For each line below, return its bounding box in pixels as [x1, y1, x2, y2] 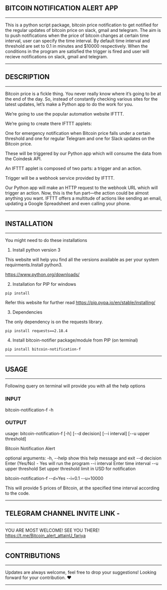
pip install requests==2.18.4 [5, 329, 68, 334]
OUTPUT [5, 419, 27, 426]
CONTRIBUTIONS [5, 552, 61, 560]
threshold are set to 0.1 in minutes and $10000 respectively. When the [5, 43, 148, 49]
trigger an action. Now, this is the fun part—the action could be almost [5, 190, 149, 196]
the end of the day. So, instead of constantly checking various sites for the [5, 96, 158, 102]
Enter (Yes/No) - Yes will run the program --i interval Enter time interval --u [5, 460, 159, 466]
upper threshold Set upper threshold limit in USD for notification [5, 466, 136, 472]
